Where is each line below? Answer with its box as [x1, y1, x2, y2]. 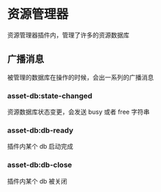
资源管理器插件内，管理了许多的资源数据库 [7, 31, 130, 39]
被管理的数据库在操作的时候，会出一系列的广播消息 [7, 73, 154, 81]
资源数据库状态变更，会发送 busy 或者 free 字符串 [7, 108, 150, 116]
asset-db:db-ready [7, 125, 74, 135]
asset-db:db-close [7, 160, 72, 170]
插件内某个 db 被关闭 [7, 177, 68, 185]
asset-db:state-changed [7, 91, 93, 101]
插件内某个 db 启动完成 [7, 142, 74, 151]
